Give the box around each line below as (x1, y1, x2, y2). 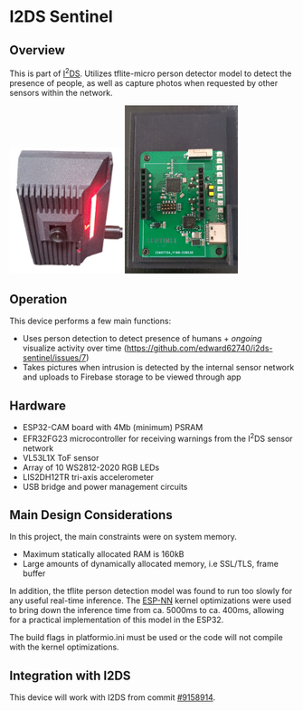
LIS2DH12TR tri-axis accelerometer (22, 471, 155, 482)
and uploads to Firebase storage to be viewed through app (22, 371, 241, 382)
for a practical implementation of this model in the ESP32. (9, 614, 224, 626)
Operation (9, 292, 68, 307)
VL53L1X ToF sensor (22, 452, 99, 463)
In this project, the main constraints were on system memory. (9, 532, 237, 543)
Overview (9, 43, 66, 58)
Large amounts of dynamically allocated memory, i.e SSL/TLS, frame (22, 559, 279, 570)
